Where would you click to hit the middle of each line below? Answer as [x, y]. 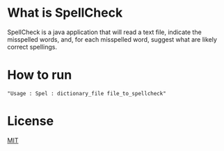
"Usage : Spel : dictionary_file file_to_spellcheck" [87, 93]
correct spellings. [32, 47]
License [31, 121]
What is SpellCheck [65, 13]
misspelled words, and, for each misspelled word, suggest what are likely [112, 39]
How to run [40, 75]
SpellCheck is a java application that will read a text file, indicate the [104, 32]
